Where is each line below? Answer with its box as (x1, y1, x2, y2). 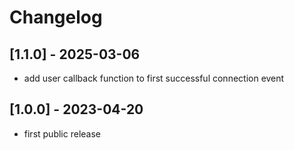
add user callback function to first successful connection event (23, 72, 285, 84)
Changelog (9, 6, 103, 29)
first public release (23, 127, 101, 140)
